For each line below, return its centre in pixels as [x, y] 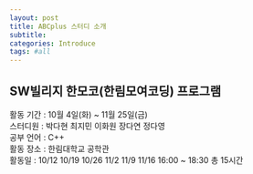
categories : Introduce [53, 43]
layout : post [34, 18]
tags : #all [30, 52]
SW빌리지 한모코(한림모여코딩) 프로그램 [116, 91]
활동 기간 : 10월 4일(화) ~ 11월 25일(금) [79, 114]
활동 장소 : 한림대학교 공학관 [59, 148]
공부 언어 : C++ [37, 137]
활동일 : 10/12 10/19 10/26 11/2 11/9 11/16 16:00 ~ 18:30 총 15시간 [126, 159]
